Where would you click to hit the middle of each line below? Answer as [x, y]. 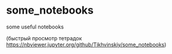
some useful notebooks [35, 27]
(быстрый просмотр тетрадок [44, 38]
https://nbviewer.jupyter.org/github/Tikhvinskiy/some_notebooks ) [86, 45]
